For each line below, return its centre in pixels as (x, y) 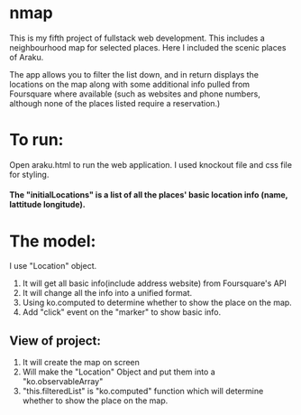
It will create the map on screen (81, 363)
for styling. (29, 174)
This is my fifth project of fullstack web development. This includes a (137, 38)
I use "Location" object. (53, 266)
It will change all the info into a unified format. (107, 293)
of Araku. (27, 57)
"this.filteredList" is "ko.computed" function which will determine (143, 392)
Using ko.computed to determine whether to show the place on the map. (157, 303)
